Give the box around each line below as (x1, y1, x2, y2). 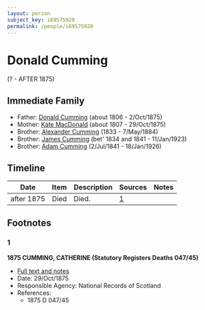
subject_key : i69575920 (7, 16, 75, 23)
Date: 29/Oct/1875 (16, 274, 69, 282)
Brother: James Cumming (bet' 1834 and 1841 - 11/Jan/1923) (16, 135, 187, 143)
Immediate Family (7, 95, 85, 106)
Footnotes (7, 217, 51, 229)
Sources (119, 182, 147, 192)
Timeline (7, 162, 46, 174)
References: (16, 289, 51, 297)
